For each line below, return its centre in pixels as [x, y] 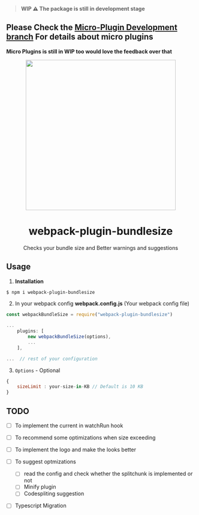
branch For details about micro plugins [80, 37]
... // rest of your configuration [52, 359]
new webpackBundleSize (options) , [70, 337]
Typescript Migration [41, 506]
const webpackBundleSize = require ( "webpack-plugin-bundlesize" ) [89, 315]
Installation [29, 281]
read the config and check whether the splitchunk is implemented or [108, 474]
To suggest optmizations [45, 462]
